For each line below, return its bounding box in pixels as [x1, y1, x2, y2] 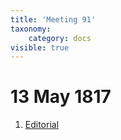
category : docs [28, 33, 92, 43]
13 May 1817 [10, 86, 112, 108]
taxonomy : [10, 24, 52, 34]
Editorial [24, 119, 60, 131]
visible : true [10, 42, 70, 53]
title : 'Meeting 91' [10, 14, 97, 25]
